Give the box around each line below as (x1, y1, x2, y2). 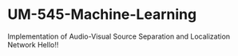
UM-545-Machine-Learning (7, 6, 197, 24)
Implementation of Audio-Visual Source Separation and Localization (7, 32, 231, 41)
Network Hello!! (7, 39, 59, 49)
